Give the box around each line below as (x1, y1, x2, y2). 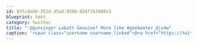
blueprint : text (6, 14, 46, 20)
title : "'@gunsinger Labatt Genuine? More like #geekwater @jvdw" (6, 25, 172, 31)
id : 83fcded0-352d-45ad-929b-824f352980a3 (6, 8, 111, 15)
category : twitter (6, 19, 51, 25)
